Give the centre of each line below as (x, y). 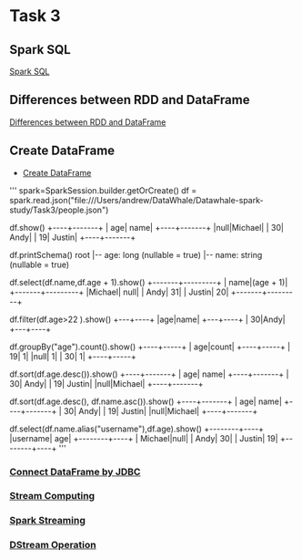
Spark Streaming (48, 521)
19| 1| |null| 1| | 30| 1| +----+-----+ (73, 356)
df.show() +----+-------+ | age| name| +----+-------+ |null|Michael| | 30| (147, 227)
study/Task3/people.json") (59, 210)
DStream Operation (53, 545)
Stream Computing (52, 496)
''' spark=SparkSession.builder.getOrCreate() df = (103, 190)
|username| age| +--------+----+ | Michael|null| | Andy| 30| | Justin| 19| (144, 438)
